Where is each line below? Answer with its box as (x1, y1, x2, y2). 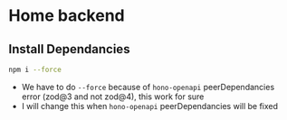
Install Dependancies (8, 42, 130, 57)
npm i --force (8, 65, 62, 74)
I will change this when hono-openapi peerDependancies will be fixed (21, 100, 278, 111)
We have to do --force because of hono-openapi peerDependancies (21, 81, 275, 92)
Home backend (8, 5, 125, 26)
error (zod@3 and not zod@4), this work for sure (21, 91, 205, 102)
